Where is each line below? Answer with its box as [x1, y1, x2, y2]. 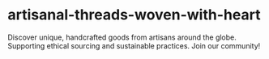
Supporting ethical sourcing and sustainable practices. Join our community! [7, 40, 261, 50]
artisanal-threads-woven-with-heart [7, 6, 261, 24]
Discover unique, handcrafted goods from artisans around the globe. [7, 32, 237, 42]
